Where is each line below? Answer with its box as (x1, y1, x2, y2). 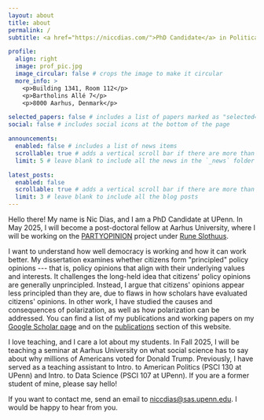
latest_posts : (8, 171, 55, 179)
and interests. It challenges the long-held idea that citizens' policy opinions (8, 272, 251, 281)
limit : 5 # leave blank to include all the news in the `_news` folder (15, 157, 255, 165)
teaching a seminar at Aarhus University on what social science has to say (8, 346, 249, 355)
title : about (8, 19, 51, 27)
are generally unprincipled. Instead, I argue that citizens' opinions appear (8, 281, 245, 289)
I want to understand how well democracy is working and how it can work (8, 247, 247, 256)
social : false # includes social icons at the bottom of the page (8, 121, 230, 128)
